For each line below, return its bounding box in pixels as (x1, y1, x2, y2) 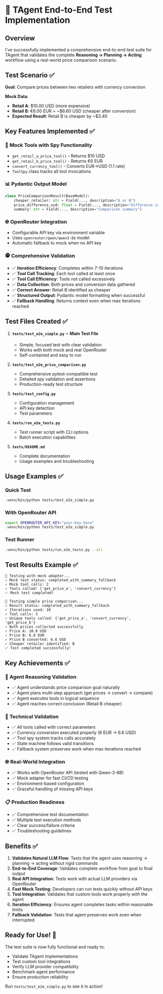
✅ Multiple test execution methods (12, 817, 81, 823)
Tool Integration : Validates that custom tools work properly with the (12, 891, 148, 897)
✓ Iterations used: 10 (5, 607, 51, 613)
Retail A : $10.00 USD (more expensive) (12, 103, 91, 109)
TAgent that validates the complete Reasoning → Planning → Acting (5, 52, 142, 58)
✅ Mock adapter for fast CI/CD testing (12, 775, 89, 781)
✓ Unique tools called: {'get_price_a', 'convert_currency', (5, 616, 131, 621)
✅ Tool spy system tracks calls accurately (12, 735, 96, 741)
